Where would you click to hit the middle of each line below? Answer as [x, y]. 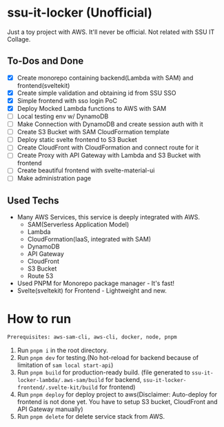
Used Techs [33, 200]
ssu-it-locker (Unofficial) [80, 13]
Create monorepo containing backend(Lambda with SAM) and [105, 78]
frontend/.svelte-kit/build [57, 388]
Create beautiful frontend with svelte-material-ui [86, 170]
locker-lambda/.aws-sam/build [61, 381]
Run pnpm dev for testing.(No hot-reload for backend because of [108, 358]
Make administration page [54, 179]
